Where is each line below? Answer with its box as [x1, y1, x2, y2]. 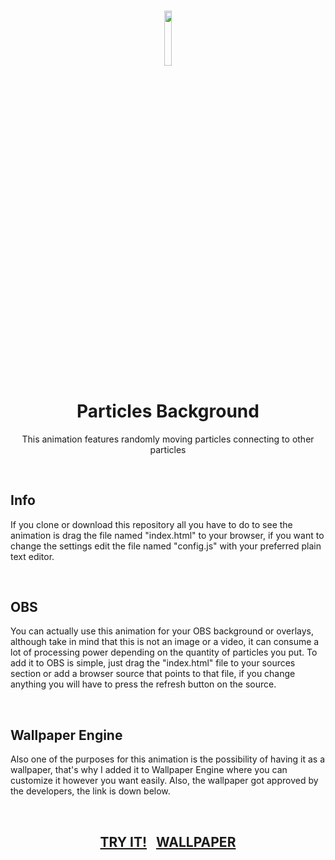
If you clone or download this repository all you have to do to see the [10, 518, 293, 530]
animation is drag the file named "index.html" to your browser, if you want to [10, 529, 325, 541]
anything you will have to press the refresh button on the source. [10, 678, 277, 690]
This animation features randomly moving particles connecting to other [21, 433, 315, 445]
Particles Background [76, 400, 260, 423]
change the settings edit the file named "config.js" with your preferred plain [10, 540, 322, 552]
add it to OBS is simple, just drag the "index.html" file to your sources [10, 657, 296, 669]
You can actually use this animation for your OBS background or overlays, [10, 625, 315, 637]
